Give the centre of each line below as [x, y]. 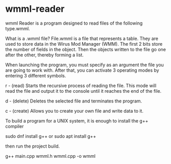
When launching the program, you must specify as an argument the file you [85, 65]
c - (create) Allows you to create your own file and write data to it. [75, 111]
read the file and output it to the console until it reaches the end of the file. [83, 91]
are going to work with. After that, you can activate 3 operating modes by [82, 70]
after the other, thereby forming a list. [45, 55]
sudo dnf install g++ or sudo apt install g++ [51, 136]
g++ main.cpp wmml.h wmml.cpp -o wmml [51, 156]
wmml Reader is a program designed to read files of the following [74, 23]
